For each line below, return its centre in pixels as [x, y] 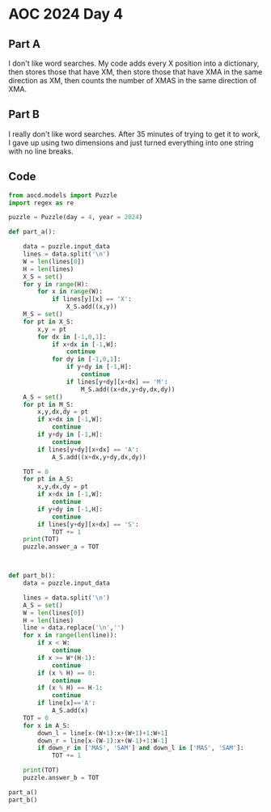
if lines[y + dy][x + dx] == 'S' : [88, 524]
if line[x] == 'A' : [66, 703]
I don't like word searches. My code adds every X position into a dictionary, [134, 63]
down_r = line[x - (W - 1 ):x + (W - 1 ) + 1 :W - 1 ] [103, 741]
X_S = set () [43, 277]
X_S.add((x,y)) [91, 307]
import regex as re [41, 203]
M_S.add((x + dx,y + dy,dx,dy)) [128, 389]
